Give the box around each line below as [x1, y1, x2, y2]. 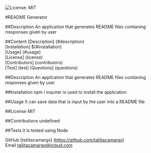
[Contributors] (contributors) [5, 60, 63, 65]
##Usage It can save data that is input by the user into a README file [5, 99, 145, 105]
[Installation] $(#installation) [5, 44, 62, 49]
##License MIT [5, 109, 36, 114]
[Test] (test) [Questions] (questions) [5, 65, 78, 71]
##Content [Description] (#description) [5, 38, 85, 44]
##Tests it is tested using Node [5, 127, 68, 133]
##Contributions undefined [5, 118, 60, 123]
